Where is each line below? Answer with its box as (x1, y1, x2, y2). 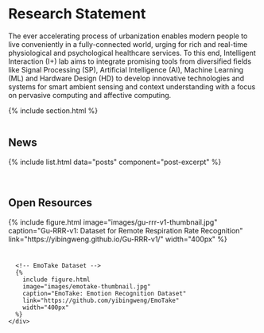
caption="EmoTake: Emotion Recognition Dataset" (22, 289, 187, 297)
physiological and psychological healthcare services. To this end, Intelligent (8, 48, 256, 57)
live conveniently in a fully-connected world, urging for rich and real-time (8, 39, 248, 49)
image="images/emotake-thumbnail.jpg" (22, 282, 151, 291)
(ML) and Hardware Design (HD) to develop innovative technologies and (8, 73, 245, 83)
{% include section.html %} (8, 105, 99, 116)
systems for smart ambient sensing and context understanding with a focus (8, 81, 256, 92)
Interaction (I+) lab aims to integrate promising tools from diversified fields (8, 57, 252, 66)
